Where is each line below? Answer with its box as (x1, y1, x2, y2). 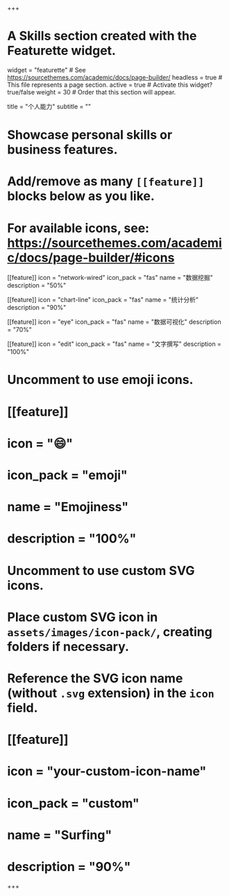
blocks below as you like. (7, 188, 155, 204)
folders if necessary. (7, 638, 130, 654)
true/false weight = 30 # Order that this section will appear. (7, 88, 176, 96)
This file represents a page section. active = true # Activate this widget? (7, 81, 213, 89)
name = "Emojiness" (7, 499, 129, 515)
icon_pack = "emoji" (7, 467, 128, 483)
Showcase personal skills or (7, 127, 173, 143)
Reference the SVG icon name (7, 670, 183, 686)
